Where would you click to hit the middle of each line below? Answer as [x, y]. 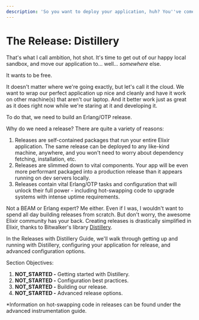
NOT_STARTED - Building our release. [61, 287]
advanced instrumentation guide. [46, 311]
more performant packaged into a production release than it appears [98, 171]
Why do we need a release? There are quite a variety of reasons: [85, 129]
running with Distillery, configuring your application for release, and [88, 245]
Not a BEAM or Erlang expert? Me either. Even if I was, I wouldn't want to [95, 208]
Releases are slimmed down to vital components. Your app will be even [101, 165]
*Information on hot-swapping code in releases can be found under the [94, 304]
